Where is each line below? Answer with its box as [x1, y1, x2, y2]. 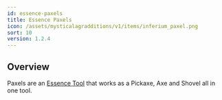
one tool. [7, 86, 32, 95]
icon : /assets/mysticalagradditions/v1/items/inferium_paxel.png [7, 23, 198, 29]
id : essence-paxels [7, 10, 63, 17]
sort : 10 [7, 29, 32, 36]
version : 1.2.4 [7, 36, 51, 42]
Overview [7, 61, 50, 73]
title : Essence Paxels [7, 16, 72, 23]
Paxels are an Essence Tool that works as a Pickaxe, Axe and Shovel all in [7, 79, 215, 87]
